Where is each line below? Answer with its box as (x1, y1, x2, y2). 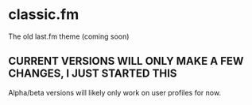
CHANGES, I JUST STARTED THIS (8, 67, 177, 81)
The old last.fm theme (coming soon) (8, 32, 130, 41)
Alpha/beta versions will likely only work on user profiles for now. (8, 88, 221, 97)
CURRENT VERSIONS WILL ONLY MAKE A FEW (8, 54, 244, 68)
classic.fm (8, 6, 79, 24)
